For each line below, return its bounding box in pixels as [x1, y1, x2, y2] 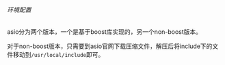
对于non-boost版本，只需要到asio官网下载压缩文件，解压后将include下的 [7, 42, 213, 50]
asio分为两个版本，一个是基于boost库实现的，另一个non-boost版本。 [7, 28, 202, 36]
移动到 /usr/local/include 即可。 [12, 51, 105, 59]
